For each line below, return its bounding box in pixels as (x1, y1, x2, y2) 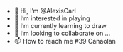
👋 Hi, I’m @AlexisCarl (14, 7, 76, 15)
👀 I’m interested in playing (14, 14, 90, 22)
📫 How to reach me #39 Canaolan (14, 37, 116, 45)
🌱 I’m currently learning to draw (14, 22, 107, 30)
